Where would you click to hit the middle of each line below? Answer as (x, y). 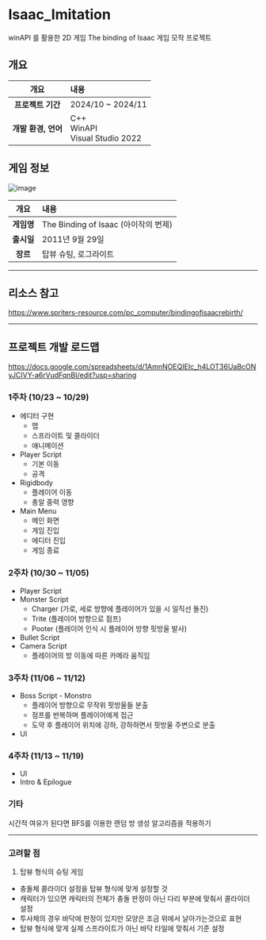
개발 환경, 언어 (38, 129)
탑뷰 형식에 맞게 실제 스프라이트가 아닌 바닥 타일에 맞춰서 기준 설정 (122, 928)
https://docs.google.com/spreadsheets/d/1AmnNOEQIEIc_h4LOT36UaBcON (132, 367)
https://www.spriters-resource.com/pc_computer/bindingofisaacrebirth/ (126, 313)
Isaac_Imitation (59, 15)
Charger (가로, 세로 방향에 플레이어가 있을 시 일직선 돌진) (120, 608)
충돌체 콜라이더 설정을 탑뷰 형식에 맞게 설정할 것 (93, 888)
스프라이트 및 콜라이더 (66, 436)
